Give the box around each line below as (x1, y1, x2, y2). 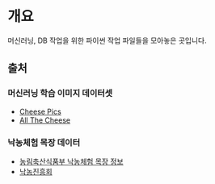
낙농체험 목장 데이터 (7, 136, 81, 148)
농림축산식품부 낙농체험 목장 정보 (19, 157, 124, 166)
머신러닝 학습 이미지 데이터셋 (7, 88, 113, 99)
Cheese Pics (19, 107, 61, 116)
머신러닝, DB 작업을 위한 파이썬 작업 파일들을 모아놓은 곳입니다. (7, 36, 207, 45)
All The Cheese (19, 115, 70, 125)
